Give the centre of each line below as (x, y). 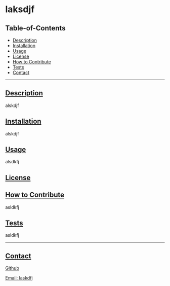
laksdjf (20, 9)
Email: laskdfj (19, 278)
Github (12, 268)
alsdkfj (12, 162)
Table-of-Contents (35, 28)
